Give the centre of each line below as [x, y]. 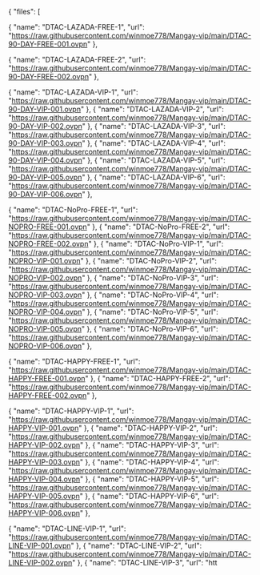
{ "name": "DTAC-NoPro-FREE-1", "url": [73, 210]
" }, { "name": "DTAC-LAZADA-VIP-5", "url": [154, 160]
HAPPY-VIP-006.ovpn [44, 513]
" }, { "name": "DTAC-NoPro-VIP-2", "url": [149, 261]
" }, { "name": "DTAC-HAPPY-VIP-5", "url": [150, 479]
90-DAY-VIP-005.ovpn [45, 177]
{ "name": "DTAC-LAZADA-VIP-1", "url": [73, 92]
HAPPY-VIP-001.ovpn [44, 428]
